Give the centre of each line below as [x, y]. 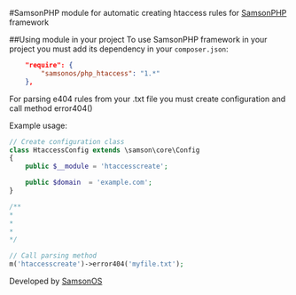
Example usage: [39, 125]
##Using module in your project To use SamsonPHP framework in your [138, 40]
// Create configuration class [67, 141]
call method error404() [51, 108]
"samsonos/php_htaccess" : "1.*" [101, 73]
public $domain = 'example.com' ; [89, 183]
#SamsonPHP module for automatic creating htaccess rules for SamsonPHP [148, 13]
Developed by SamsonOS [56, 281]
